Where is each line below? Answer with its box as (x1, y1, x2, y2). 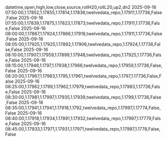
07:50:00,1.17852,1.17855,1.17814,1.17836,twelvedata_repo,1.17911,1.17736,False (5, 9, 163, 15)
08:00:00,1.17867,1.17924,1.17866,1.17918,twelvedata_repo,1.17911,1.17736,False (5, 31, 163, 36)
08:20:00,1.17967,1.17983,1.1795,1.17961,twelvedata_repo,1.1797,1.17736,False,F (5, 73, 162, 79)
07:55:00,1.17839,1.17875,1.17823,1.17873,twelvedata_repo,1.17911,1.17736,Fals (5, 20, 160, 26)
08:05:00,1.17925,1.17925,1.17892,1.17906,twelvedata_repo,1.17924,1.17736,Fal (5, 41, 161, 47)
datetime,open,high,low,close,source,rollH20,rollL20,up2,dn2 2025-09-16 (5, 4, 157, 10)
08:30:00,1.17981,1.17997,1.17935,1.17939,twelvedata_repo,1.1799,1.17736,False (5, 94, 162, 100)
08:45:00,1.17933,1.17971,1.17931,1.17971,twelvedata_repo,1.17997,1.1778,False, (5, 126, 161, 132)
